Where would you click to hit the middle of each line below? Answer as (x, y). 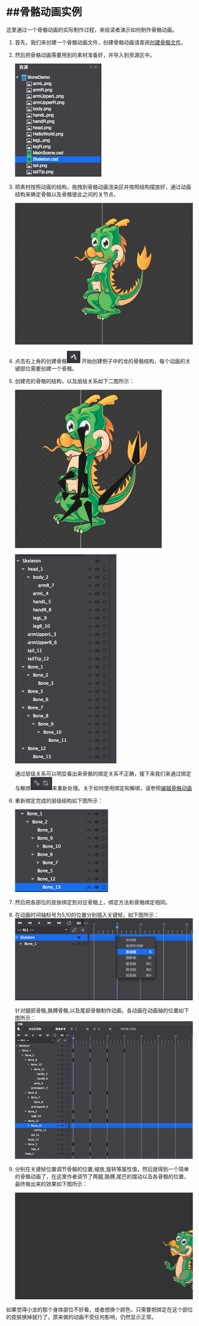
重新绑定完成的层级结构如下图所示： (59, 801)
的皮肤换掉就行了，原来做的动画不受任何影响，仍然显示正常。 (81, 1317)
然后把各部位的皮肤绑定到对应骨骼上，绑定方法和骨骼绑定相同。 (92, 903)
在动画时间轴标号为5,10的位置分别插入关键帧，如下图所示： (87, 915)
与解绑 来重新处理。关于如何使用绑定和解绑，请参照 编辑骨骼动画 (103, 788)
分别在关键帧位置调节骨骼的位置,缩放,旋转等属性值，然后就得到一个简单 (102, 1169)
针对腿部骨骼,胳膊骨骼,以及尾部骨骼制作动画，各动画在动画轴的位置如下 (102, 1011)
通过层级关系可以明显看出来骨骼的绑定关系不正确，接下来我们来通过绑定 (103, 774)
